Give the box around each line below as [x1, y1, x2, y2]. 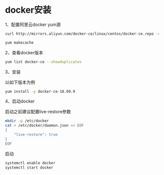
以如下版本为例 [5, 79, 35, 85]
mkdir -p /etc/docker [5, 118, 49, 124]
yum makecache [5, 40, 34, 45]
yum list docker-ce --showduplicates [5, 59, 82, 64]
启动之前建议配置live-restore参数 [5, 109, 71, 115]
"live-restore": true [14, 132, 58, 137]
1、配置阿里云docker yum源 [5, 22, 61, 27]
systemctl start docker [5, 165, 54, 170]
